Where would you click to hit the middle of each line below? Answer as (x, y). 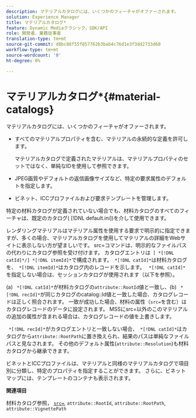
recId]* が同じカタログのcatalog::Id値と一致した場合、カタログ (97, 295)
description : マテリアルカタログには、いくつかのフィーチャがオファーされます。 (92, 11)
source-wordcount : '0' (34, 55)
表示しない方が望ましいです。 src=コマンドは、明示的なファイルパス (104, 245)
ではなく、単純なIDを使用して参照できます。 (78, 166)
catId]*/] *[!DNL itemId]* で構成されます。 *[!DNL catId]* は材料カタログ (97, 260)
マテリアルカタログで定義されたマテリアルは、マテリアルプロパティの (99, 159)
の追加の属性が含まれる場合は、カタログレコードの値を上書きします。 (90, 316)
